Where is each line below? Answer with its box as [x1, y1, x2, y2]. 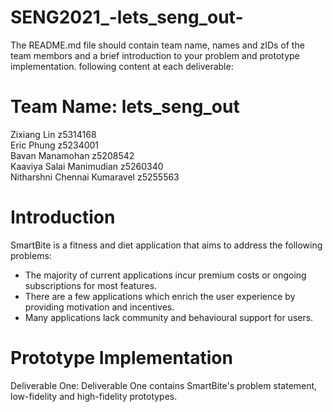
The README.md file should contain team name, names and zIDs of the [10, 39, 305, 51]
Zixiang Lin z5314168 [10, 128, 97, 140]
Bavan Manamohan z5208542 [10, 149, 135, 161]
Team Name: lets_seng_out [10, 96, 240, 118]
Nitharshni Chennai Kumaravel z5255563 [10, 171, 180, 183]
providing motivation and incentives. [24, 301, 175, 313]
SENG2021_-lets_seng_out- [10, 6, 244, 29]
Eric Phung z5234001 [10, 139, 100, 151]
